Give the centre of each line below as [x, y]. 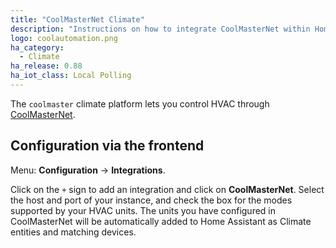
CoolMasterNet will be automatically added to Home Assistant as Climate [161, 221]
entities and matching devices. [73, 232]
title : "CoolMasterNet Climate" [77, 19]
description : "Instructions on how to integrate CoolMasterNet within [160, 29]
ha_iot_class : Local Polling [71, 76]
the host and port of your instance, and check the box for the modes [151, 200]
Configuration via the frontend [107, 146]
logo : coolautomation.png [64, 38]
